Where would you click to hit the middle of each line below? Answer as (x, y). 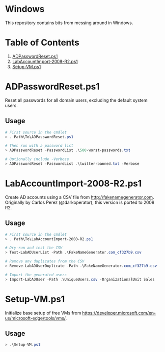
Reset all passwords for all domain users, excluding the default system (76, 100)
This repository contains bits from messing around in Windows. (69, 23)
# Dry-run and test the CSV (34, 248)
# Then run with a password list (39, 146)
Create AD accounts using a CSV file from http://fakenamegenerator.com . (80, 197)
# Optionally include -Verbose (37, 159)
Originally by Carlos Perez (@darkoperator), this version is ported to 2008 (80, 202)
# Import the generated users (36, 275)
